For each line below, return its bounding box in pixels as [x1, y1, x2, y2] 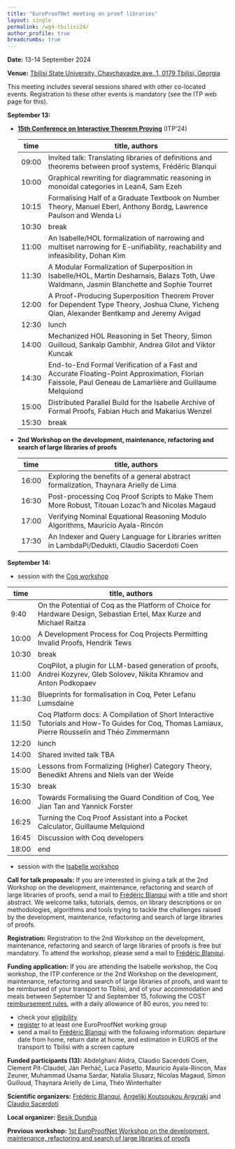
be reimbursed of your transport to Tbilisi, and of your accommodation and [7, 985, 223, 993]
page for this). [7, 97, 48, 106]
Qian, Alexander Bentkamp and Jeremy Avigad [48, 308, 201, 318]
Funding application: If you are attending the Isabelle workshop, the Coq [7, 962, 218, 971]
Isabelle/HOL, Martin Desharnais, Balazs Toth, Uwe [48, 271, 215, 280]
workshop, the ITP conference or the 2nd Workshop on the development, [7, 970, 218, 978]
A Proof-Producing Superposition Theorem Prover [48, 291, 215, 301]
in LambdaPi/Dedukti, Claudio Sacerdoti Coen [48, 541, 199, 550]
